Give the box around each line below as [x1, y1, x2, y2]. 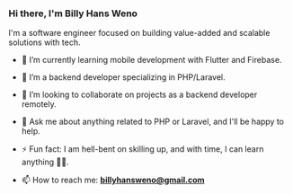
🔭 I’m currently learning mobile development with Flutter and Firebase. [21, 55, 282, 66]
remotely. [21, 99, 58, 110]
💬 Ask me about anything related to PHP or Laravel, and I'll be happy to [21, 116, 285, 128]
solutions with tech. [8, 37, 81, 48]
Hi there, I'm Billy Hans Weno [8, 7, 138, 20]
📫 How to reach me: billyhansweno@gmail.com [21, 174, 205, 186]
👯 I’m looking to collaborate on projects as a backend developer [21, 89, 258, 101]
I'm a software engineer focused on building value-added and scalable [8, 28, 271, 39]
